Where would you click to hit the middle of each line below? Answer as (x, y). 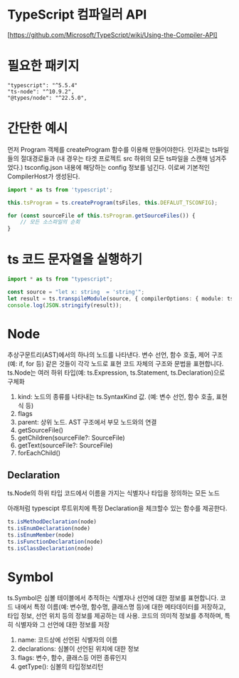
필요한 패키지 (43, 66)
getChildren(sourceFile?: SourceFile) (71, 437)
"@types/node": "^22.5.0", (47, 98)
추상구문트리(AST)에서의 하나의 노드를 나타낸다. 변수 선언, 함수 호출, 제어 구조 (115, 355)
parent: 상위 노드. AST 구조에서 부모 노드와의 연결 (87, 422)
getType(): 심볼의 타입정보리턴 (60, 666)
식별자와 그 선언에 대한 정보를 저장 (62, 624)
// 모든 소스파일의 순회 (50, 222)
